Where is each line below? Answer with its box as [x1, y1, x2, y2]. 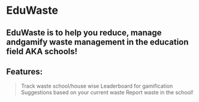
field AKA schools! [6, 46, 78, 56]
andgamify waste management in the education [6, 37, 189, 47]
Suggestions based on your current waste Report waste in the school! [20, 89, 194, 96]
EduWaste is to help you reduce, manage [6, 28, 162, 38]
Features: [6, 67, 43, 77]
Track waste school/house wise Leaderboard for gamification [20, 82, 173, 90]
